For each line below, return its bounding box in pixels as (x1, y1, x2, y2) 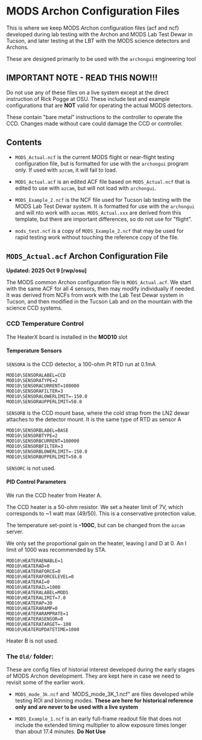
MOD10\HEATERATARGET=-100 (6, 622, 71, 628)
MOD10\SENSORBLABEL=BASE (6, 427, 69, 433)
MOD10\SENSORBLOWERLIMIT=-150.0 (6, 449, 87, 455)
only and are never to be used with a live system (14, 703, 139, 711)
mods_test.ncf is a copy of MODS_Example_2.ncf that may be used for (14, 227, 184, 234)
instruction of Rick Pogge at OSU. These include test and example (6, 95, 170, 102)
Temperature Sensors (6, 347, 62, 354)
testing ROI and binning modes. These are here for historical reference (14, 697, 194, 704)
